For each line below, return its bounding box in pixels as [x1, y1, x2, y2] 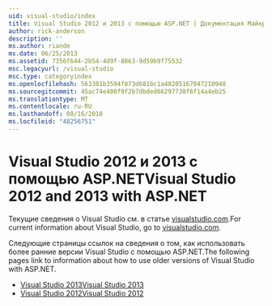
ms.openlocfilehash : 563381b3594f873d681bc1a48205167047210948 [8, 80, 227, 88]
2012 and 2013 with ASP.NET [8, 187, 208, 205]
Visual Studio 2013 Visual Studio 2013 [19, 279, 144, 289]
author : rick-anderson [8, 27, 85, 35]
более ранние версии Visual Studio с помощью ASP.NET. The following [8, 247, 250, 256]
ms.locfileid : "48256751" [8, 118, 96, 126]
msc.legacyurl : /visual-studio [8, 65, 114, 73]
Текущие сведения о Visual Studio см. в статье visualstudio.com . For [8, 213, 241, 223]
